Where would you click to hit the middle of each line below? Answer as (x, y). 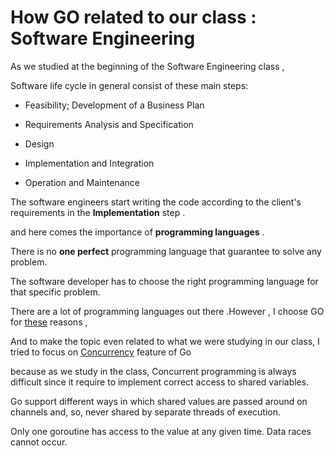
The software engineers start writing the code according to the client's (156, 202)
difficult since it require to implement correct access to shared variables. (160, 382)
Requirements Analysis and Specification (109, 124)
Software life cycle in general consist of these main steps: (129, 85)
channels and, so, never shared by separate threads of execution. (146, 412)
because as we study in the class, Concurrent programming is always (153, 371)
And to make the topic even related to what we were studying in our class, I (165, 341)
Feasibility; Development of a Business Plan (114, 105)
